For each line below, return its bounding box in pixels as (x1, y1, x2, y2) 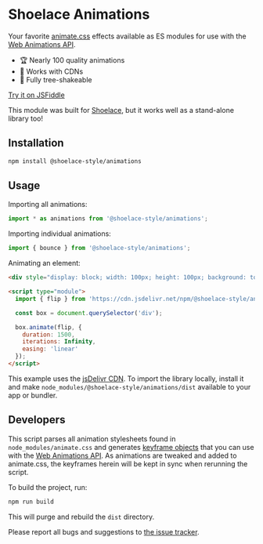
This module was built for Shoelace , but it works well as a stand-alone (8, 105, 235, 114)
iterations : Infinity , (22, 338, 96, 346)
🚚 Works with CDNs (19, 67, 84, 76)
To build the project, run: (8, 482, 88, 491)
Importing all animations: (8, 200, 88, 209)
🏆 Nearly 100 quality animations (19, 55, 125, 64)
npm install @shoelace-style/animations (8, 157, 142, 165)
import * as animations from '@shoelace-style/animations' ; (8, 215, 209, 223)
